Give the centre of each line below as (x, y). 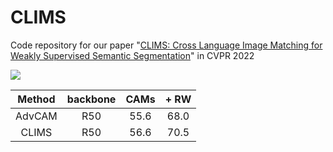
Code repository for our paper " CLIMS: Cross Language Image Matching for (166, 45)
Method (36, 99)
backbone (91, 99)
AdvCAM (36, 116)
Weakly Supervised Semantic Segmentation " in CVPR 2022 (132, 55)
